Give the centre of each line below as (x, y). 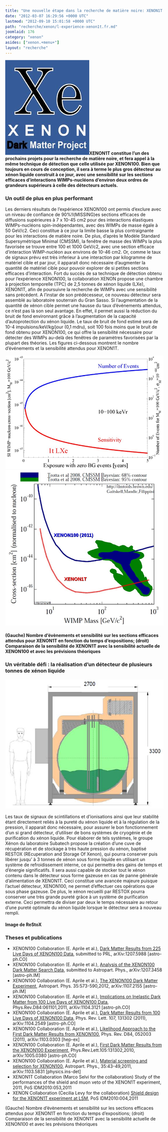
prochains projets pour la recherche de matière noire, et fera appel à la (80, 158)
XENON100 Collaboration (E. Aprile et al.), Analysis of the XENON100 (83, 964)
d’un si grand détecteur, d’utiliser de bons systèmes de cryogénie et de (78, 833)
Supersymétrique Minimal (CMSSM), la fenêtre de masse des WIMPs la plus (83, 241)
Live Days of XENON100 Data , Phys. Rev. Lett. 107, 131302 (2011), (79, 1018)
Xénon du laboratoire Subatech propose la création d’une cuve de (73, 843)
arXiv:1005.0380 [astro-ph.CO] (44, 1055)
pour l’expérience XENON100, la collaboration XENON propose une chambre (84, 279)
